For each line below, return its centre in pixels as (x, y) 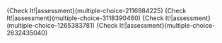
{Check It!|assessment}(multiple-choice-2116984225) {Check (97, 11)
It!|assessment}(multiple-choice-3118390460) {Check (85, 18)
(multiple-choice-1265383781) (51, 25)
